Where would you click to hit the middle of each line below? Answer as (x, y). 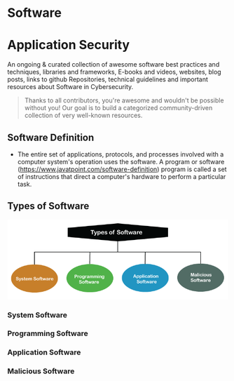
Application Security (69, 45)
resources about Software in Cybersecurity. (70, 87)
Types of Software (48, 206)
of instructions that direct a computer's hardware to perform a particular (122, 176)
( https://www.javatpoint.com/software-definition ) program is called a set (122, 169)
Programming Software (48, 333)
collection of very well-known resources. (83, 115)
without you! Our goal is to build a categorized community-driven (118, 108)
